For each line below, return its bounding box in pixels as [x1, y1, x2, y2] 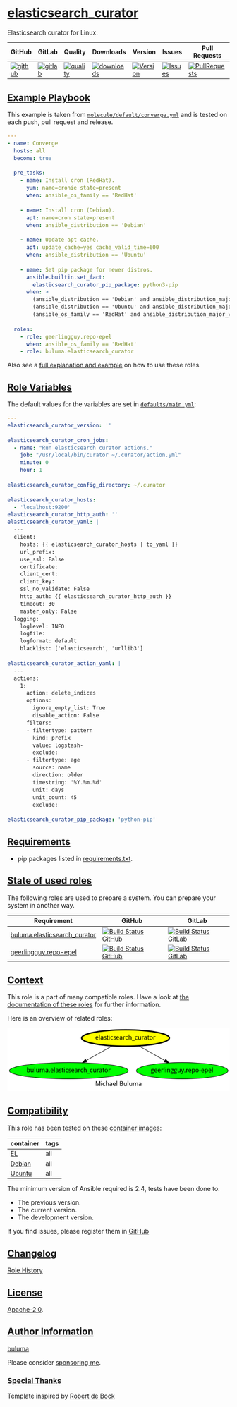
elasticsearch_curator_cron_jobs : [7, 437, 109, 444]
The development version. [17, 1213, 94, 1222]
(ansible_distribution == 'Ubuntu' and [32, 303, 150, 311]
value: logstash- [32, 742, 83, 749]
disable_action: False [32, 712, 99, 719]
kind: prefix [32, 734, 71, 741]
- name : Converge [7, 140, 59, 147]
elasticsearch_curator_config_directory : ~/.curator [7, 481, 166, 488]
